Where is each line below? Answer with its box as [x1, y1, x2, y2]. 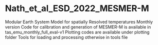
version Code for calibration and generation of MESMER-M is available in [5, 24, 151, 30]
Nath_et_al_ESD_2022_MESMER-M [5, 3, 149, 14]
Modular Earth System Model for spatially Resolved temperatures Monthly [5, 19, 153, 25]
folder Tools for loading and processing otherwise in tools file [5, 34, 128, 40]
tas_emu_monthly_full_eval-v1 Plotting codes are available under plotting [5, 29, 150, 35]
